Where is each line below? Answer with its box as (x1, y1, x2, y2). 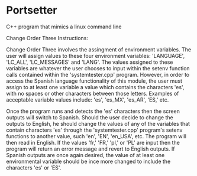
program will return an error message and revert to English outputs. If (6, 145, 175, 152)
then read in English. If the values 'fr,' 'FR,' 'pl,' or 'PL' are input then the (6, 139, 180, 146)
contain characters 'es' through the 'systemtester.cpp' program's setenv (6, 126, 183, 133)
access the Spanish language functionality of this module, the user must (6, 77, 182, 84)
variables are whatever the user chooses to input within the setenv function (6, 64, 190, 71)
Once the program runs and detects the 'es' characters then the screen (6, 107, 180, 115)
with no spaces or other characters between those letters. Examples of (6, 90, 179, 97)
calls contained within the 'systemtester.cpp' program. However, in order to (6, 71, 190, 78)
